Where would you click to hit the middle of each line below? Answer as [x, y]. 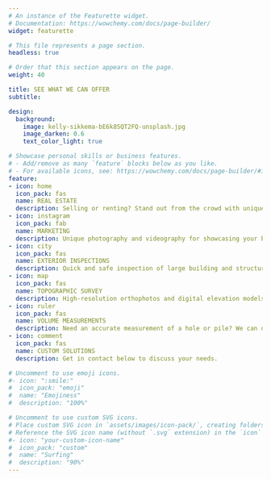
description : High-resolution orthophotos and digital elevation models [140, 298]
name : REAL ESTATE [47, 201]
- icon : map [28, 276]
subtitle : [25, 97]
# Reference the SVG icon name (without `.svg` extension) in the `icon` [135, 432]
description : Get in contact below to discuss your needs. [117, 358]
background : [36, 119]
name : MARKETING [43, 231]
